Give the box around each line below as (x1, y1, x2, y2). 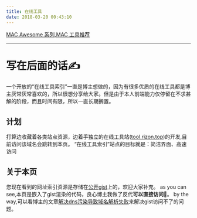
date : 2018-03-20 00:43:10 (6, 14, 72, 20)
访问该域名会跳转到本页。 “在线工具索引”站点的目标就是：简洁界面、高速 (11, 141, 187, 148)
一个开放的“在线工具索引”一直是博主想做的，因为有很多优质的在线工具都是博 (6, 83, 191, 90)
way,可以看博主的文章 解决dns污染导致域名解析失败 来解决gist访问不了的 (6, 198, 179, 205)
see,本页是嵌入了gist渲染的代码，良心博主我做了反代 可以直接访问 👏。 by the (6, 191, 189, 198)
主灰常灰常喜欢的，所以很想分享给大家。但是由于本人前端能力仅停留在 (6, 90, 176, 97)
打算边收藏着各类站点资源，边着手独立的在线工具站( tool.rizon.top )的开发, (6, 133, 182, 141)
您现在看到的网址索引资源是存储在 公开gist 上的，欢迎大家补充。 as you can (6, 183, 186, 190)
